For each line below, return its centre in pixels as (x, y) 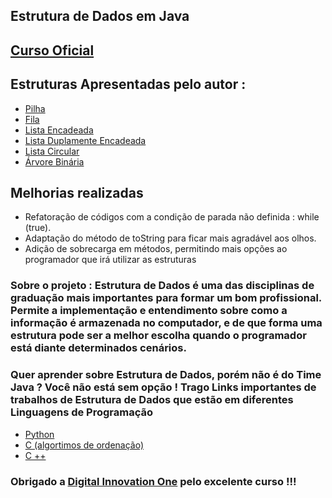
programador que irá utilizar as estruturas (110, 260)
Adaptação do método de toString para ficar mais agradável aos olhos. (170, 238)
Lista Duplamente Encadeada (85, 140)
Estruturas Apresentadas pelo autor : (128, 84)
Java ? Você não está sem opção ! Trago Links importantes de (163, 387)
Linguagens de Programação (82, 412)
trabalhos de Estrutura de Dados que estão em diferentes (152, 400)
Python (39, 434)
